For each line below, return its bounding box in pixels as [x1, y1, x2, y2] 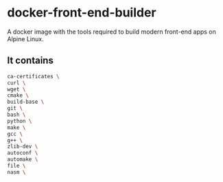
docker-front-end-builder [7, 5, 156, 21]
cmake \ [7, 92, 30, 99]
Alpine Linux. [7, 34, 44, 43]
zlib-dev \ [7, 143, 38, 150]
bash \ [7, 111, 26, 118]
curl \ [7, 79, 26, 87]
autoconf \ [7, 150, 38, 157]
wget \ [7, 86, 26, 93]
